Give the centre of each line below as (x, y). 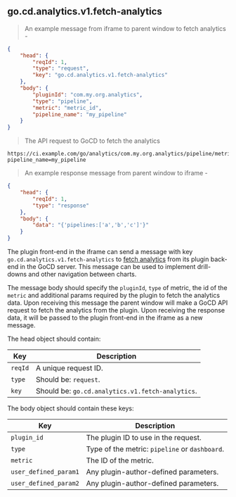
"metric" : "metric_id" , (67, 108)
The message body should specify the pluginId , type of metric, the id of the (117, 288)
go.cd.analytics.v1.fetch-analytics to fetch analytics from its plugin (108, 259)
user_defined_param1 (45, 472)
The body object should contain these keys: (71, 408)
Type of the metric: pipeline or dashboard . (155, 449)
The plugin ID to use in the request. (144, 438)
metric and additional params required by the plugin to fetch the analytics (113, 296)
